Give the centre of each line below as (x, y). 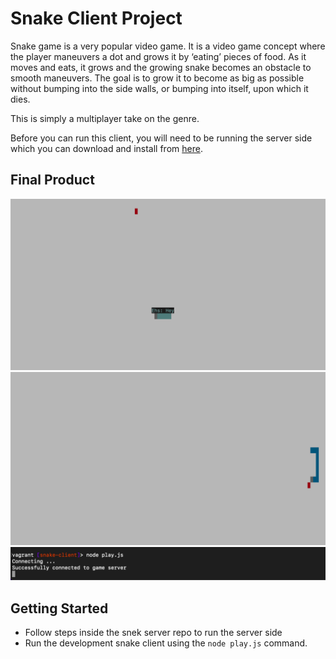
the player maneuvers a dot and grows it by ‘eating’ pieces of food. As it (158, 56)
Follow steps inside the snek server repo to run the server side (153, 632)
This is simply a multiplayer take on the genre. (105, 118)
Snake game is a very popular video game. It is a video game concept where (168, 46)
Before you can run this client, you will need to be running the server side (161, 138)
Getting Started (59, 608)
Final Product (52, 180)
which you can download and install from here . (106, 148)
